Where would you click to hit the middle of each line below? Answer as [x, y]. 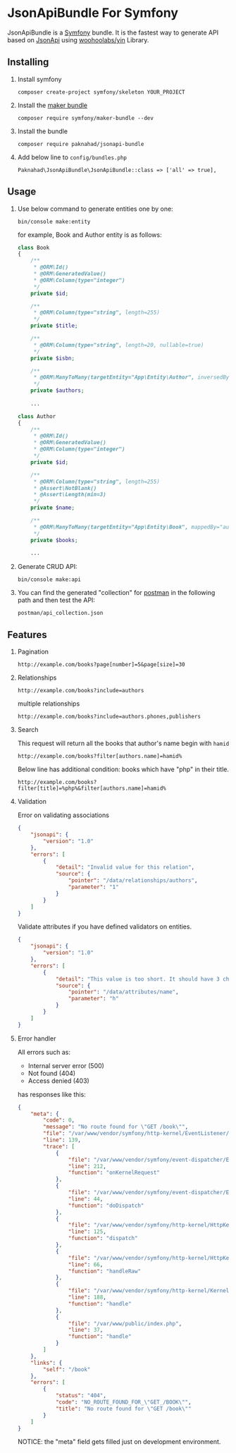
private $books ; [54, 540]
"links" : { [46, 1363]
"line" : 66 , [86, 1264]
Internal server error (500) [66, 1065]
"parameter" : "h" [93, 999]
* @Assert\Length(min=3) [70, 495]
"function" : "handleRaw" [105, 1271]
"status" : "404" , [81, 1396]
